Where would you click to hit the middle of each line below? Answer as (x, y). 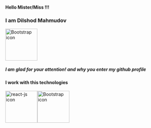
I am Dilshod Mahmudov (36, 20)
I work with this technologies (37, 82)
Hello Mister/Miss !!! (27, 7)
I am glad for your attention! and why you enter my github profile (76, 69)
